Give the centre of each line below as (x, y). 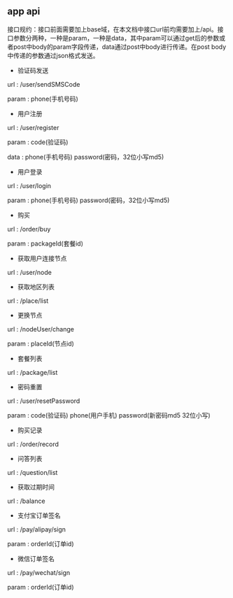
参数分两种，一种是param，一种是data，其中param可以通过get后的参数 (116, 38)
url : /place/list (28, 301)
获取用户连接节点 (42, 258)
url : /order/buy (29, 229)
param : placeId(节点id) (41, 343)
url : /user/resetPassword (44, 401)
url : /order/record (33, 444)
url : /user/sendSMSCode (44, 84)
